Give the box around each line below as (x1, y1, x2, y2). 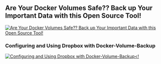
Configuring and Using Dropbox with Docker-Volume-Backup (5, 42, 156, 49)
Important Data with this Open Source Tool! (5, 12, 142, 20)
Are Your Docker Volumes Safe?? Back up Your (5, 4, 153, 12)
